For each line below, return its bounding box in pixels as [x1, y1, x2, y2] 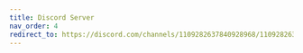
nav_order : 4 [9, 22, 59, 31]
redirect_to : [9, 30, 59, 39]
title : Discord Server [9, 13, 95, 22]
